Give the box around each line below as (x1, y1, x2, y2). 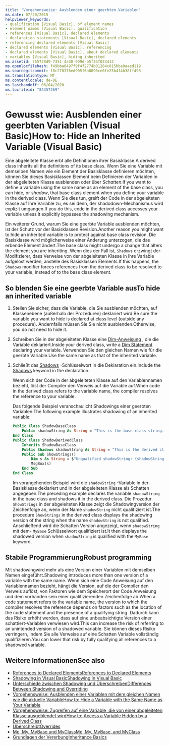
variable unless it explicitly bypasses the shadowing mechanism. (5, 211, 140, 217)
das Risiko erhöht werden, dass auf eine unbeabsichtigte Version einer (5, 615, 152, 621)
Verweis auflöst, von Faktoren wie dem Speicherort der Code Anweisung (5, 588, 156, 594)
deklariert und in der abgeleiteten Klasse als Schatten (38, 485, 150, 491)
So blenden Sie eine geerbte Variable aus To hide (5, 283, 160, 293)
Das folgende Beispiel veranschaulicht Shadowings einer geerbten (12, 403, 151, 409)
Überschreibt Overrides (12, 723, 61, 729)
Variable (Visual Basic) (5, 141, 102, 152)
